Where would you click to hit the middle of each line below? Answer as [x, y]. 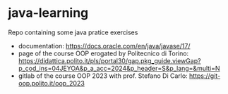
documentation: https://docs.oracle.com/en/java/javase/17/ [104, 46]
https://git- [205, 76]
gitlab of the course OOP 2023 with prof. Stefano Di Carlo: [103, 76]
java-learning [48, 13]
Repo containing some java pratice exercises [73, 32]
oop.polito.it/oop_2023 [52, 83]
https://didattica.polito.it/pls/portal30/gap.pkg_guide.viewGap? [109, 60]
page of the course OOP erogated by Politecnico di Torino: [103, 53]
